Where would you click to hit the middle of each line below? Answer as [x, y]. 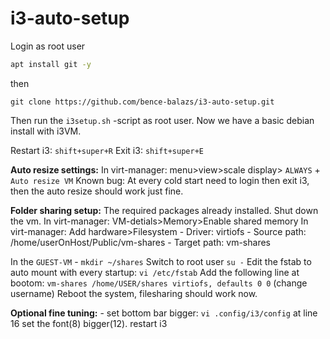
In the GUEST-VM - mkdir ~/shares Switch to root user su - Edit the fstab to [161, 261]
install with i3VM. [46, 131]
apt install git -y [51, 64]
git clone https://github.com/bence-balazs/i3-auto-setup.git [142, 102]
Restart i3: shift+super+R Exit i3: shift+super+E [107, 150]
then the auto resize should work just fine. [97, 191]
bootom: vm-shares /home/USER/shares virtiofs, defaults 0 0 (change [159, 283]
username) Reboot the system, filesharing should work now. [134, 293]
